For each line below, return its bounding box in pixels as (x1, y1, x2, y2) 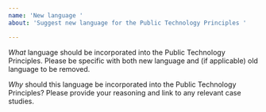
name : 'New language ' (8, 11, 83, 20)
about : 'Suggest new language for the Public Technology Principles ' (8, 19, 247, 27)
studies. (8, 96, 34, 106)
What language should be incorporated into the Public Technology (8, 47, 226, 57)
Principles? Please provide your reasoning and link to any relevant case (8, 88, 241, 97)
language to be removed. (8, 64, 91, 73)
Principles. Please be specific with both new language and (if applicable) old (8, 56, 258, 65)
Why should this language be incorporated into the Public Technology (8, 80, 237, 89)
